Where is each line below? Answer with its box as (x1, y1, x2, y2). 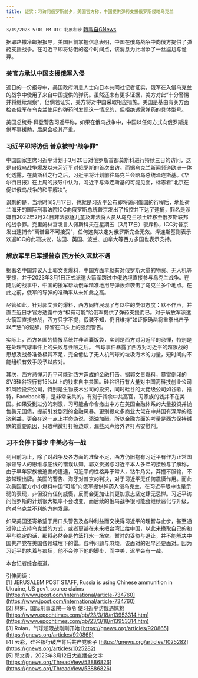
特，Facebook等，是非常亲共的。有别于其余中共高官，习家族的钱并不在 (6, 392, 180, 400)
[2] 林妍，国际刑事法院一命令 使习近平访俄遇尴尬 (6, 604, 125, 612)
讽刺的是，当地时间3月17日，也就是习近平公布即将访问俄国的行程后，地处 (6, 199, 185, 206)
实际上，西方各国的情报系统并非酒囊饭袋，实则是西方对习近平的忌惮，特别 (6, 336, 187, 343)
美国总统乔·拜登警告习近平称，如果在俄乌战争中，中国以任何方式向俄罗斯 (6, 118, 184, 125)
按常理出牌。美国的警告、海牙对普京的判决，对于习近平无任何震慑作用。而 (6, 475, 187, 482)
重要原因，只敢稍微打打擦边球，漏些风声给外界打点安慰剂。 (16, 422, 161, 429)
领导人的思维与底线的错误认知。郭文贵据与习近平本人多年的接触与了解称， (11, 460, 192, 468)
